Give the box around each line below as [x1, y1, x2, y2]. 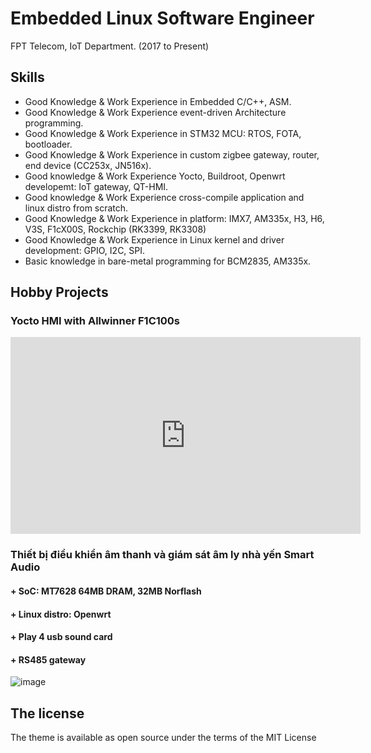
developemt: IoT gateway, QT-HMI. [24, 180, 169, 192]
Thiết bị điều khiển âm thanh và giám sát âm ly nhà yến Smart [10, 548, 315, 562]
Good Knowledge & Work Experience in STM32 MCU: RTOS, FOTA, [24, 127, 302, 139]
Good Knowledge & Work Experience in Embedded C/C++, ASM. [24, 95, 292, 107]
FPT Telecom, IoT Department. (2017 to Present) [10, 40, 210, 52]
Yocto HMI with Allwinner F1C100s [10, 314, 181, 328]
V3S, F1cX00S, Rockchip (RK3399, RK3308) [24, 223, 207, 235]
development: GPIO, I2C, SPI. [24, 244, 146, 256]
